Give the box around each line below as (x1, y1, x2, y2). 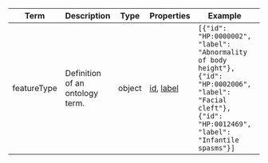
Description (65, 10, 111, 21)
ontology (65, 88, 98, 98)
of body (198, 56, 227, 65)
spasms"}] (198, 144, 235, 153)
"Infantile (198, 136, 239, 145)
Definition (65, 68, 102, 78)
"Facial (198, 96, 227, 105)
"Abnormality (198, 48, 247, 57)
